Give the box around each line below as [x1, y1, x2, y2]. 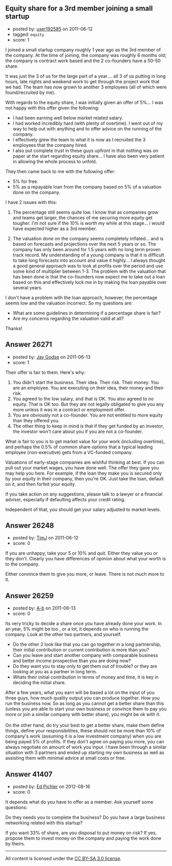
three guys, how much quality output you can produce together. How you [5, 695, 160, 701]
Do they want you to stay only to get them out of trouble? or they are [12, 663, 157, 669]
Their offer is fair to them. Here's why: [5, 369, 85, 375]
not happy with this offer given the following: [5, 105, 100, 111]
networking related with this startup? [5, 820, 83, 826]
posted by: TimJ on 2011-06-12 [12, 535, 79, 541]
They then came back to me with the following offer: [5, 168, 116, 174]
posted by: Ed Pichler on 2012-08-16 [12, 783, 91, 790]
